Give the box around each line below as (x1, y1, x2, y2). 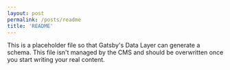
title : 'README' (7, 22, 54, 29)
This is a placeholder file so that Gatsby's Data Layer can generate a (7, 41, 200, 50)
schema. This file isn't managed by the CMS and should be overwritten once (7, 48, 224, 56)
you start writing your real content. (7, 56, 105, 64)
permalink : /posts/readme (7, 16, 81, 23)
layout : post (7, 10, 45, 17)
